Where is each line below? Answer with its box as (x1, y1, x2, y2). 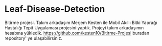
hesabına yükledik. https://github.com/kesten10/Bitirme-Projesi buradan (4, 30, 150, 36)
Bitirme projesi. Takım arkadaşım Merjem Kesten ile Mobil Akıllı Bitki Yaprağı (4, 20, 157, 25)
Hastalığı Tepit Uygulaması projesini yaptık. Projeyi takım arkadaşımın (4, 24, 144, 30)
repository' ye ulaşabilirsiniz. (4, 35, 62, 41)
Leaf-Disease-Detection (4, 3, 105, 15)
